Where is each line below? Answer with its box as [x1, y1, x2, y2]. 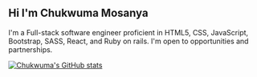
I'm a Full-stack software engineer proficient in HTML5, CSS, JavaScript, [8, 27, 249, 37]
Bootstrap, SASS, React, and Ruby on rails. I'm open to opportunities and [8, 36, 249, 46]
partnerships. [8, 44, 53, 55]
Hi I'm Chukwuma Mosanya [8, 6, 149, 20]
